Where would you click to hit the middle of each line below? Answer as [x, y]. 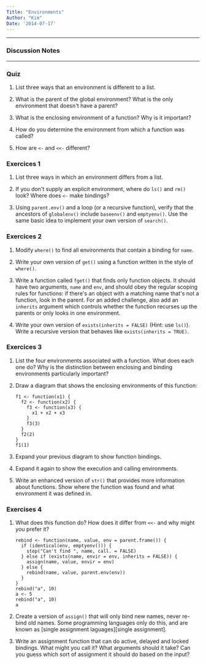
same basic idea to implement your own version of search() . [92, 221]
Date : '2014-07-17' [31, 23]
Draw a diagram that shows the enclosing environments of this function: [106, 385]
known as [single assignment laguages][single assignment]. [91, 630]
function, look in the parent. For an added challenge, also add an [97, 300]
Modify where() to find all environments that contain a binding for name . [105, 250]
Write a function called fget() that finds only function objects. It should [105, 280]
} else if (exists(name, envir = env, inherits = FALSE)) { [99, 557]
